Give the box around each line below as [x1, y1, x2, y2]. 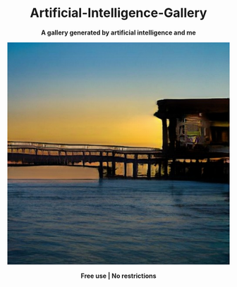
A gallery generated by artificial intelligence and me [41, 28, 196, 37]
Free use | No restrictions [80, 271, 157, 280]
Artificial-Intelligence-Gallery [30, 5, 207, 21]
